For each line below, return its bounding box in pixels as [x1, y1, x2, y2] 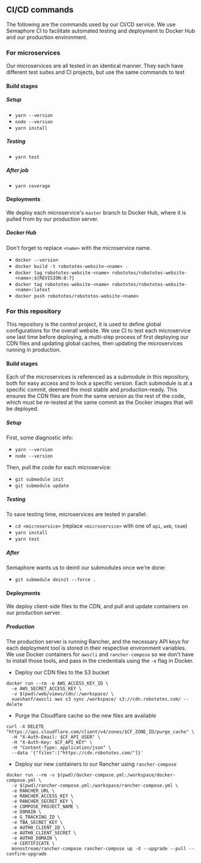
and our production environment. [6, 33, 88, 41]
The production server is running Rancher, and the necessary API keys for [6, 638, 190, 645]
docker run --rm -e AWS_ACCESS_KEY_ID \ [6, 680, 109, 687]
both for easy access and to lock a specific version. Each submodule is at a [6, 380, 193, 387]
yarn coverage [14, 183, 50, 189]
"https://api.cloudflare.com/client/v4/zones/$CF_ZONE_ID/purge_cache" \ [6, 729, 195, 735]
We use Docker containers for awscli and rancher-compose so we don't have [6, 651, 194, 658]
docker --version [14, 257, 59, 263]
